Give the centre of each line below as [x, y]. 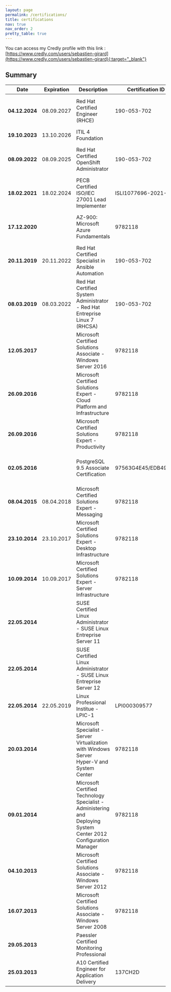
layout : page [19, 10]
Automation [90, 273]
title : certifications [29, 19]
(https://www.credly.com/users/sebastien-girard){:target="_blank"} [76, 59]
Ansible [85, 267]
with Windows [93, 749]
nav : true [16, 24]
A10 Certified [92, 962]
